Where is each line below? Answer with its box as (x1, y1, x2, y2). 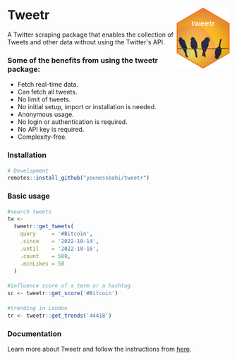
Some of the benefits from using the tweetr (7, 55, 159, 65)
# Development (7, 167, 49, 174)
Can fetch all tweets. (17, 88, 78, 97)
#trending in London (7, 304, 68, 311)
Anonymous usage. (17, 110, 74, 119)
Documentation (7, 328, 62, 338)
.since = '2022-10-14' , (20, 238, 99, 245)
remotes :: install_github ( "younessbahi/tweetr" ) (7, 175, 150, 182)
